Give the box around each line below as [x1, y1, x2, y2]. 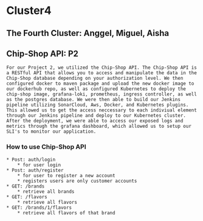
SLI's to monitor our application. [6, 128, 97, 135]
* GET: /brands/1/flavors [6, 205, 72, 211]
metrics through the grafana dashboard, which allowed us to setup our [6, 123, 191, 130]
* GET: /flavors [6, 194, 47, 200]
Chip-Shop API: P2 [6, 48, 79, 58]
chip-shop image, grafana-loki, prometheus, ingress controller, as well [6, 91, 198, 97]
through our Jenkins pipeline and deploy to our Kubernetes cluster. [6, 113, 187, 119]
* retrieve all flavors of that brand [17, 209, 115, 216]
